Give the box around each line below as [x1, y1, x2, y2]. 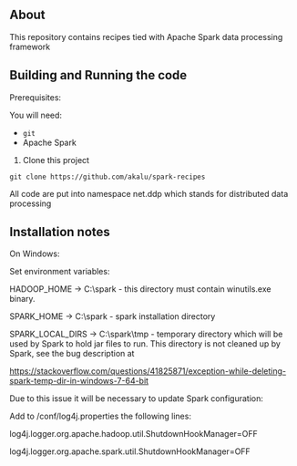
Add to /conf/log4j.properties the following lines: [9, 410, 191, 422]
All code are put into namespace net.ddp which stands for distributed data [9, 188, 289, 199]
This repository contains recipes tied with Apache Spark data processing [9, 31, 283, 42]
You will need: [9, 109, 62, 120]
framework [9, 41, 51, 52]
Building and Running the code [9, 67, 188, 83]
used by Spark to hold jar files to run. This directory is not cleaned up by [9, 338, 281, 349]
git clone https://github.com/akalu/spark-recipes [9, 172, 206, 181]
